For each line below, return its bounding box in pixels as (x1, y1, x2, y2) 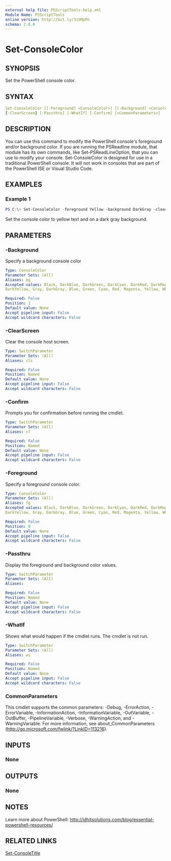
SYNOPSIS (5, 64, 40, 72)
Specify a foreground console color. (5, 481, 80, 487)
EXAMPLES (5, 180, 42, 189)
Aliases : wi (5, 652, 31, 657)
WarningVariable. (5, 721, 42, 727)
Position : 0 (5, 524, 31, 529)
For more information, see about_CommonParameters (42, 721, 155, 727)
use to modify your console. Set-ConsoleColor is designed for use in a (5, 154, 153, 161)
